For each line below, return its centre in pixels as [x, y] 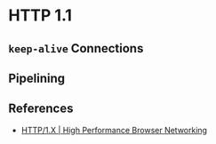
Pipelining [37, 78]
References [41, 109]
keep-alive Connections [76, 48]
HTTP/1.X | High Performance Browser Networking [114, 130]
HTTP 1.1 [40, 16]
